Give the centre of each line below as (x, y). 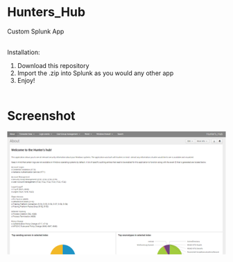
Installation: (24, 52)
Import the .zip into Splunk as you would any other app (95, 73)
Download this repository (53, 65)
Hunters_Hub (46, 12)
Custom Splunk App (36, 31)
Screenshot (41, 116)
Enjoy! (26, 80)
